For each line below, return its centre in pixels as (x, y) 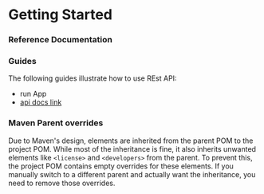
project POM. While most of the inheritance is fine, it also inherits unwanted (132, 148)
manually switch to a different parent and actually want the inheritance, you (132, 174)
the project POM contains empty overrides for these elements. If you (121, 166)
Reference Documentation (61, 40)
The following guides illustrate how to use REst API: (93, 78)
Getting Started (61, 15)
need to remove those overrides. (62, 183)
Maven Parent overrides (56, 123)
